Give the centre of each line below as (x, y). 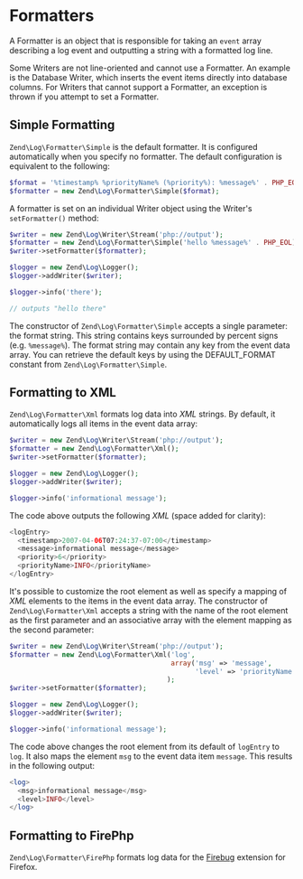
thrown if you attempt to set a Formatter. (84, 97)
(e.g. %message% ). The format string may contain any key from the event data (150, 345)
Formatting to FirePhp (72, 835)
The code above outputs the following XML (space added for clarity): (138, 515)
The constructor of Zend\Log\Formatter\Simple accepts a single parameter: (149, 325)
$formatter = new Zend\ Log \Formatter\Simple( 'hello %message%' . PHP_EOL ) (153, 243)
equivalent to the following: (60, 166)
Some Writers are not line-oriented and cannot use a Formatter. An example (150, 68)
